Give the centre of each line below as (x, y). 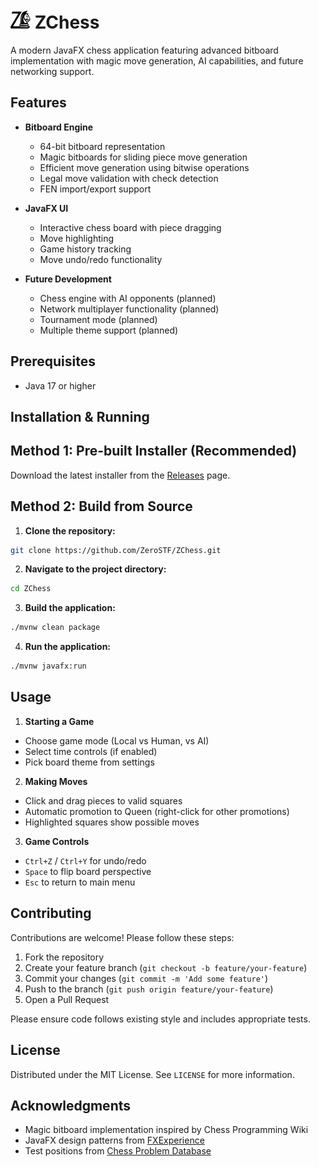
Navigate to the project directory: (95, 569)
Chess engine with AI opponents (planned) (128, 298)
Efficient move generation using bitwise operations (144, 167)
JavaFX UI (46, 208)
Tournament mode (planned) (98, 319)
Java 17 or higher (60, 385)
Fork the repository (64, 957)
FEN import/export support (95, 189)
